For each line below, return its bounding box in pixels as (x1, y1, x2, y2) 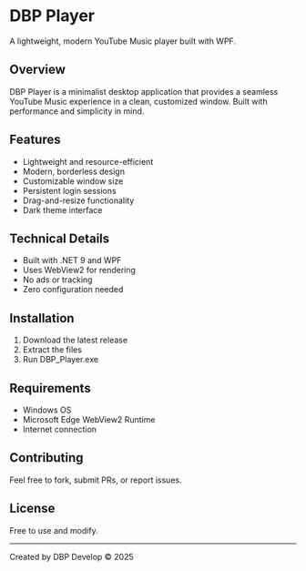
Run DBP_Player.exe (22, 354, 98, 365)
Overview (9, 62, 66, 77)
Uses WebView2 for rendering (22, 265, 137, 276)
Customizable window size (22, 175, 124, 187)
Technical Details (9, 230, 110, 246)
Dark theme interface (22, 204, 103, 215)
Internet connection (22, 424, 97, 434)
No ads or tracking (22, 274, 93, 285)
